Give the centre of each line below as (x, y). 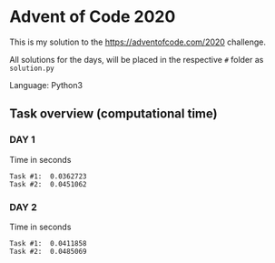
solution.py (32, 68)
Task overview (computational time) (113, 114)
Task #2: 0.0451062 (49, 184)
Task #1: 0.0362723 (49, 176)
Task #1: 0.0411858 (49, 243)
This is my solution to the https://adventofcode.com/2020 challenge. (137, 42)
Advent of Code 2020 (93, 17)
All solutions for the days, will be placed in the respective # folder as (137, 59)
